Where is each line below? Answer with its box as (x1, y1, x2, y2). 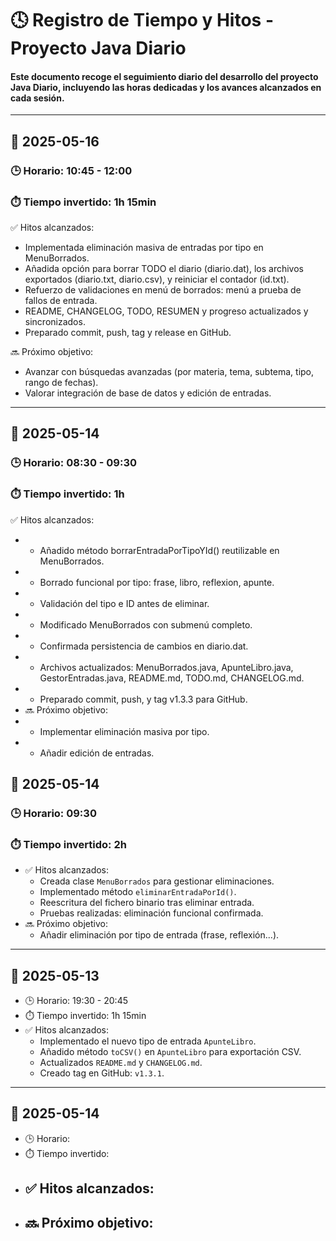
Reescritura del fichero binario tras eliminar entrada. (39, 897, 255, 909)
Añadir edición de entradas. (39, 747, 155, 759)
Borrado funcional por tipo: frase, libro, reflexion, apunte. (39, 576, 275, 588)
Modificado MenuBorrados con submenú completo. (39, 618, 253, 631)
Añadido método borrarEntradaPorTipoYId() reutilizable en (39, 544, 280, 556)
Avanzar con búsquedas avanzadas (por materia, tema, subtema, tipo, (24, 366, 315, 377)
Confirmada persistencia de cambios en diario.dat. (39, 640, 249, 652)
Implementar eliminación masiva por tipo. (39, 725, 210, 737)
